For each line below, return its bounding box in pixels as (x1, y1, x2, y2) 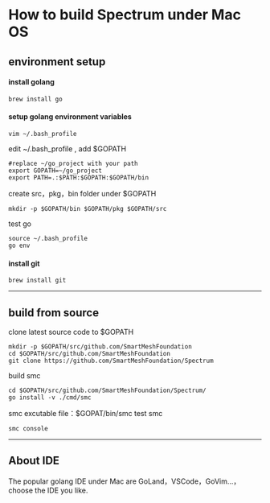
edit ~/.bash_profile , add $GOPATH (8, 143, 127, 154)
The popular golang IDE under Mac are (8, 476, 137, 486)
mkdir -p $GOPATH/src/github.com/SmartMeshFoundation (8, 343, 193, 351)
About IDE (8, 454, 60, 468)
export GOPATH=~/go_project (8, 167, 103, 175)
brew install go (8, 95, 63, 103)
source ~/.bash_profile (8, 234, 88, 242)
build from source (8, 306, 99, 320)
